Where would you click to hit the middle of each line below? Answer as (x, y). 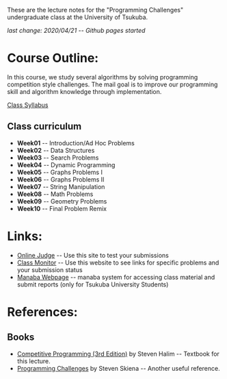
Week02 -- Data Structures (56, 150)
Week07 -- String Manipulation (61, 186)
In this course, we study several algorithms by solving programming (103, 77)
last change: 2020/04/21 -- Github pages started (76, 30)
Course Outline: (53, 58)
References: (42, 312)
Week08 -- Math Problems (55, 194)
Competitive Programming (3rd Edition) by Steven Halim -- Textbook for (118, 354)
